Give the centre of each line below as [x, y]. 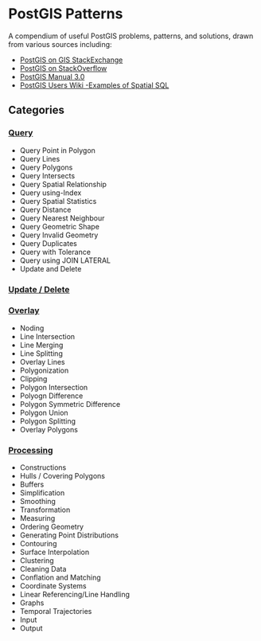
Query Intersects [47, 175]
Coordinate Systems [53, 586]
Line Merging [41, 345]
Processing [31, 450]
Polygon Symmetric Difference [70, 404]
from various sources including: [60, 44]
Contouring [38, 544]
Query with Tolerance [55, 252]
